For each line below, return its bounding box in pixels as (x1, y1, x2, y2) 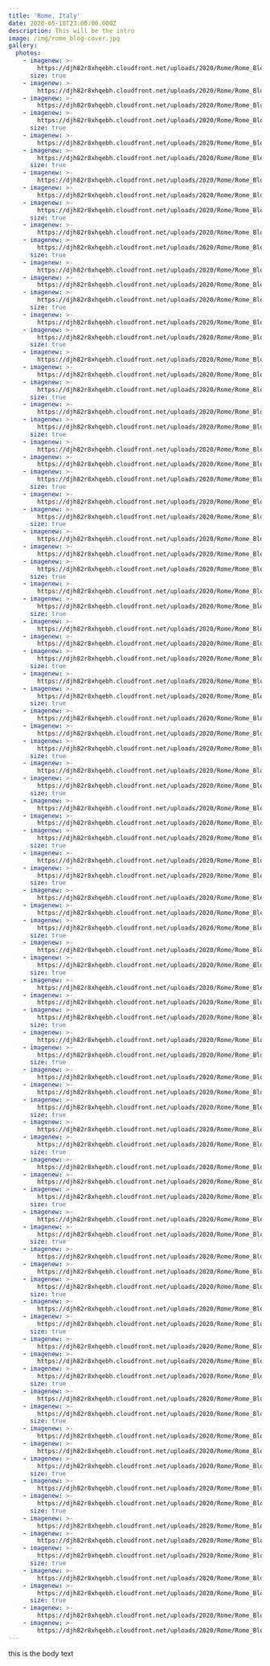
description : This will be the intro (8, 27, 135, 35)
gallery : (8, 42, 38, 50)
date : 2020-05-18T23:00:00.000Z (8, 19, 117, 27)
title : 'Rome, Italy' (8, 11, 81, 20)
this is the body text (8, 1648, 74, 1658)
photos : (15, 49, 42, 57)
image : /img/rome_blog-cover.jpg (8, 34, 121, 43)
